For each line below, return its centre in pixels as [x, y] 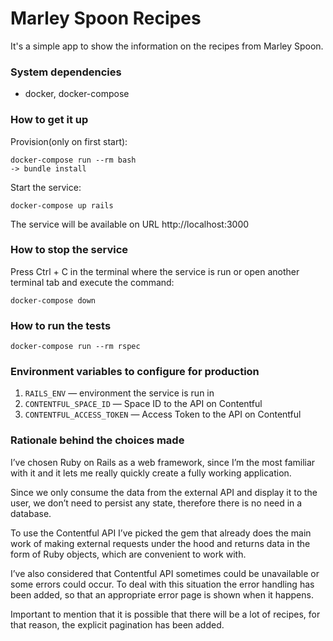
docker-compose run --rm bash [73, 160]
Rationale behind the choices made [97, 440]
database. [31, 513]
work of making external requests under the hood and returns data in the [160, 543]
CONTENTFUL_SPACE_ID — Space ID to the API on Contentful [143, 404]
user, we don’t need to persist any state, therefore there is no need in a [156, 503]
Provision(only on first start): [69, 141]
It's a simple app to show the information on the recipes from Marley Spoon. [167, 46]
